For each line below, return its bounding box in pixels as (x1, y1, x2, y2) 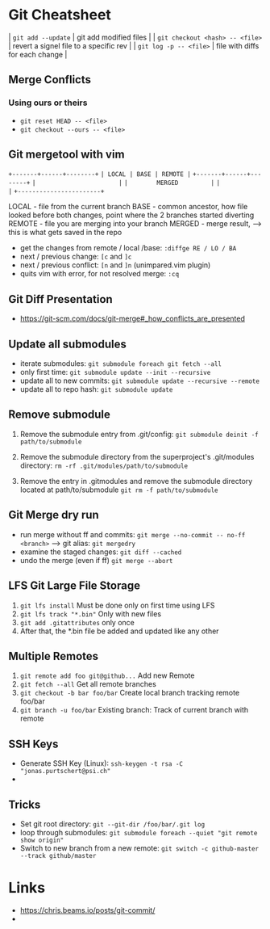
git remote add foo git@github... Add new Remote (19, 670, 195, 680)
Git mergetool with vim (8, 148, 125, 162)
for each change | (8, 49, 68, 59)
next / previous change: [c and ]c (19, 252, 132, 262)
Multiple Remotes (8, 649, 99, 663)
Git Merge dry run (8, 508, 99, 522)
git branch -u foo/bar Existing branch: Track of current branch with (19, 705, 249, 715)
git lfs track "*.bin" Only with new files (19, 608, 162, 619)
